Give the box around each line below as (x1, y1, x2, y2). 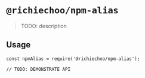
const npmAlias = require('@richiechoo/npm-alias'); (6, 56, 140, 62)
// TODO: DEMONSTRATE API (6, 66, 70, 72)
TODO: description (20, 22, 67, 29)
